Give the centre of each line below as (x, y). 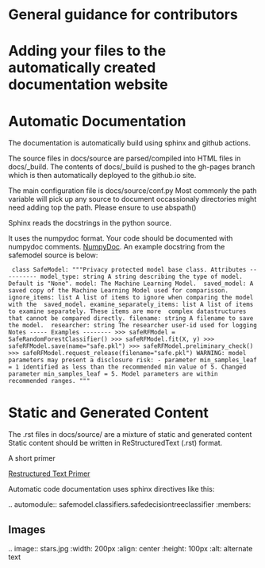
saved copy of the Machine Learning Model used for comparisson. (118, 291)
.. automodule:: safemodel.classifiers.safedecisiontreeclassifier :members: (130, 504)
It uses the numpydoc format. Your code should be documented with (121, 238)
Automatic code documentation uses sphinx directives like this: (111, 489)
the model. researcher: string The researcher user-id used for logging (133, 326)
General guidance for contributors (123, 15)
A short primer (32, 458)
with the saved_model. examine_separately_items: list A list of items (131, 305)
